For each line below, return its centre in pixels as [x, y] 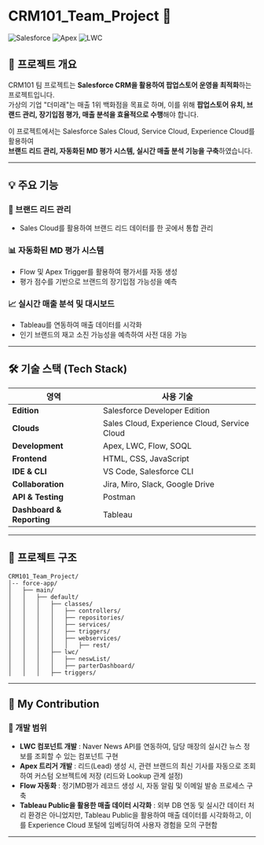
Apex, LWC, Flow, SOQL [147, 446]
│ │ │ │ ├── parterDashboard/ [71, 666]
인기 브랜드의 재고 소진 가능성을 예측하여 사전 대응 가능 [103, 335]
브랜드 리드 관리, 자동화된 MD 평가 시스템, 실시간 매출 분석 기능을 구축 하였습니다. [130, 151]
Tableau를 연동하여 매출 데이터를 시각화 [81, 325]
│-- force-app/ [33, 583]
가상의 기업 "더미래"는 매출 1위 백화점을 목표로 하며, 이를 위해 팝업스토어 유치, [126, 105]
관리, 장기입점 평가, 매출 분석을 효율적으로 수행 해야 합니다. [110, 114]
